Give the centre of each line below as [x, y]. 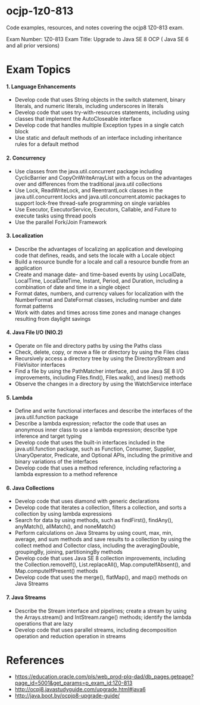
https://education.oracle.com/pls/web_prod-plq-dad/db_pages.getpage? [104, 677]
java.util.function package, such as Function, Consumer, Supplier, [95, 449]
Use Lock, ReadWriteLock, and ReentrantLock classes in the [89, 190]
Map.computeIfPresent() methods [56, 571]
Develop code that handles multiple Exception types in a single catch [99, 125]
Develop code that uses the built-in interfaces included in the [90, 443]
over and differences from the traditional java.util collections [88, 184]
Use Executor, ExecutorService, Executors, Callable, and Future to [96, 209]
